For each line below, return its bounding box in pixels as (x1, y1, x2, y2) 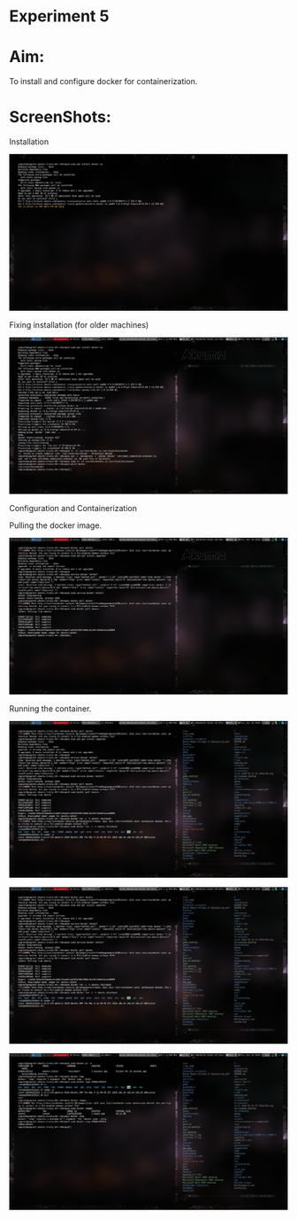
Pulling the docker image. (9, 520, 103, 531)
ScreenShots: (9, 107, 112, 128)
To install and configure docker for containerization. (9, 76, 198, 87)
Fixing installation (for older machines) (9, 320, 149, 330)
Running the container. (9, 703, 92, 714)
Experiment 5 (9, 6, 110, 27)
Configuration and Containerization (9, 503, 137, 514)
